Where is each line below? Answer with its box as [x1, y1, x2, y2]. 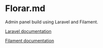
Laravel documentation [5, 28, 51, 34]
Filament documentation [5, 37, 54, 44]
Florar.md [5, 3, 46, 14]
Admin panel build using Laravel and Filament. [5, 19, 99, 25]
